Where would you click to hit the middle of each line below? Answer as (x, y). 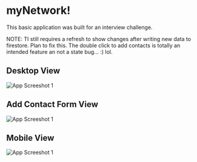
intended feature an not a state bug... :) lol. (59, 51)
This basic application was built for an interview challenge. (79, 27)
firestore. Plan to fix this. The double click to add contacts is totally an (93, 45)
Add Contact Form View (52, 104)
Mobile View (30, 138)
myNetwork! (38, 11)
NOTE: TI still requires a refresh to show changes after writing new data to (99, 39)
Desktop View (33, 71)
